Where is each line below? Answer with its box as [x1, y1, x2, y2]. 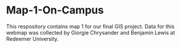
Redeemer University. [6, 35, 59, 42]
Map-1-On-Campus [6, 4, 104, 17]
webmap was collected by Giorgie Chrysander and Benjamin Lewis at [6, 29, 176, 36]
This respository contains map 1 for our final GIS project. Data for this [6, 23, 174, 30]
